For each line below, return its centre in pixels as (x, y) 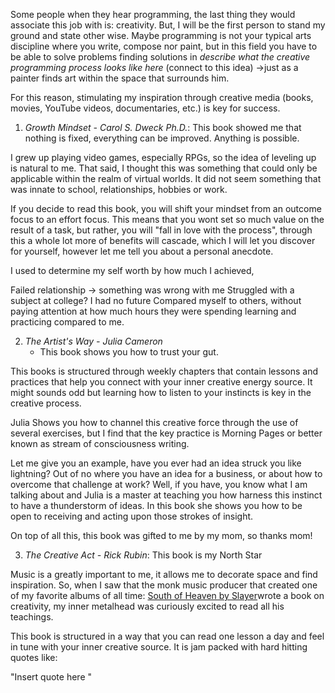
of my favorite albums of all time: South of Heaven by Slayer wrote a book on (167, 595)
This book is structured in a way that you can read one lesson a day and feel (167, 636)
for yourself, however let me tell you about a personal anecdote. (142, 251)
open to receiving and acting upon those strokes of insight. (132, 516)
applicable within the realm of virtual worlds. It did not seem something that (166, 178)
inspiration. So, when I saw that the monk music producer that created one (164, 585)
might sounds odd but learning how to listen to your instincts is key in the (161, 392)
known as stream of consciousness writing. (100, 443)
